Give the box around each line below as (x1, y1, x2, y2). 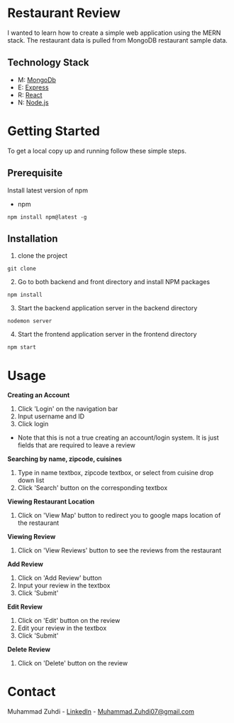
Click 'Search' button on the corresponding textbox (17, 484, 168, 492)
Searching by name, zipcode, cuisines (7, 455, 123, 463)
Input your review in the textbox (17, 581, 111, 590)
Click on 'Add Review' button (17, 574, 102, 582)
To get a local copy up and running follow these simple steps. (7, 146, 186, 155)
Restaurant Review (7, 5, 121, 21)
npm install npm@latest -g (7, 213, 87, 221)
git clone (7, 265, 37, 273)
